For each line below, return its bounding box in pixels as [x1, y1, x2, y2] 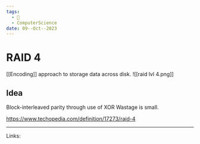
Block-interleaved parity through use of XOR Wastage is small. [6, 104, 159, 111]
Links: [6, 132, 21, 139]
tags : [6, 8, 20, 15]
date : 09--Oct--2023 [6, 25, 58, 32]
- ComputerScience [11, 20, 58, 26]
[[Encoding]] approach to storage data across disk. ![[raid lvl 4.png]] [6, 71, 174, 78]
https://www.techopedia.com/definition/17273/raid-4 [6, 115, 136, 122]
